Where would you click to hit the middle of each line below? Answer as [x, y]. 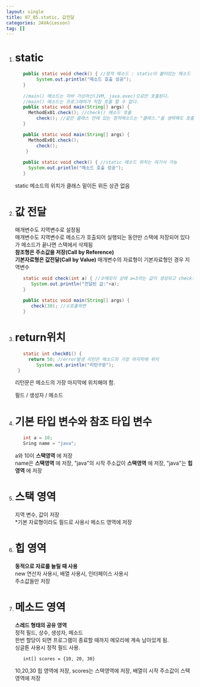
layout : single [25, 12]
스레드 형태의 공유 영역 [41, 625]
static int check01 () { [52, 354]
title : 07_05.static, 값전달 [40, 17]
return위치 [40, 338]
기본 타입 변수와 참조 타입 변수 [83, 421]
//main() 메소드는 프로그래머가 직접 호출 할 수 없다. [81, 102]
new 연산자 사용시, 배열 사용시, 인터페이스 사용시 [71, 573]
